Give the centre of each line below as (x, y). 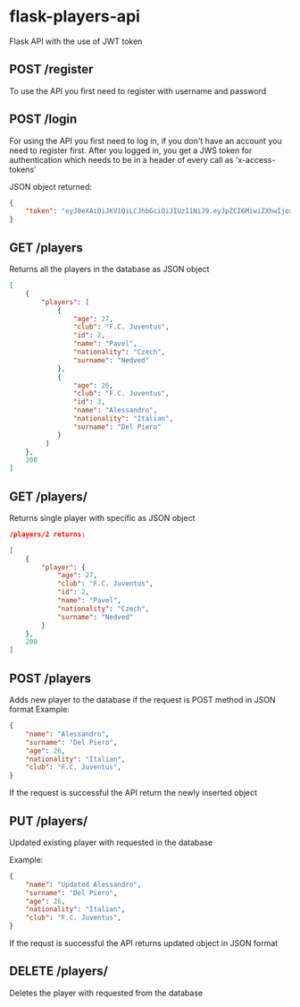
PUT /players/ (49, 821)
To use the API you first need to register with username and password (138, 90)
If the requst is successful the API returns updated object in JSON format (144, 943)
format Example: (39, 709)
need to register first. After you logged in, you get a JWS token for (131, 150)
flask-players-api (75, 17)
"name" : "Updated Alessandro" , (83, 884)
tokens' (23, 169)
